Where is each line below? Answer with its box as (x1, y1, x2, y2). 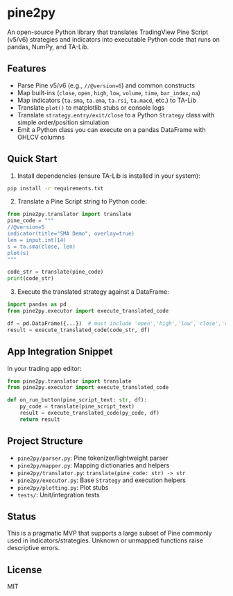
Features (7, 63, 46, 74)
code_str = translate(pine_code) (7, 269, 104, 276)
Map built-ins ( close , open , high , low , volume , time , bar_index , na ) (17, 88, 201, 97)
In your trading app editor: (7, 364, 82, 372)
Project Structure (7, 436, 83, 447)
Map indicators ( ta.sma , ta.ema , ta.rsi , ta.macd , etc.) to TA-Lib (17, 96, 196, 104)
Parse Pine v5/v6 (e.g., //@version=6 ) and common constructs (17, 81, 196, 90)
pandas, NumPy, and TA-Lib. (7, 42, 89, 51)
